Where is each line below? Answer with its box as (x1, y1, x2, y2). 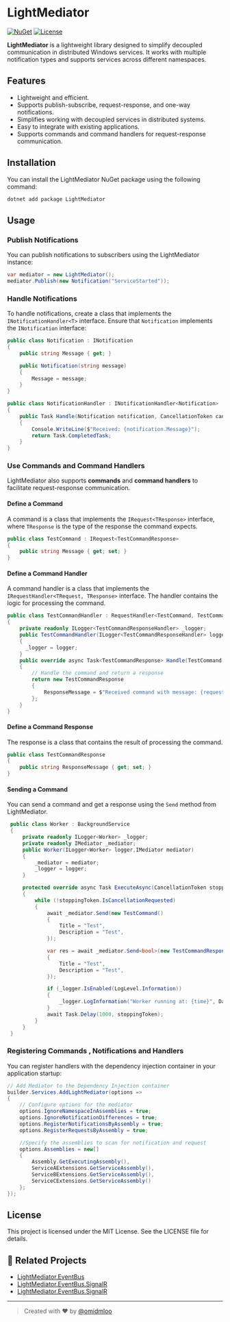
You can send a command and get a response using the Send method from (7, 800, 217, 809)
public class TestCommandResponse (7, 751, 106, 758)
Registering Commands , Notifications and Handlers (7, 1046, 184, 1056)
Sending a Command (7, 785, 68, 793)
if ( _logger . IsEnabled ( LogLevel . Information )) (47, 986, 183, 992)
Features (7, 75, 46, 87)
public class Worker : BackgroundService (10, 821, 130, 828)
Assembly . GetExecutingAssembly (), (31, 1158, 130, 1166)
